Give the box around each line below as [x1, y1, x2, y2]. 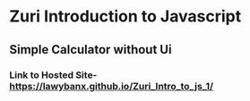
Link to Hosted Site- [9, 69, 98, 81]
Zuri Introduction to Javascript [9, 6, 242, 27]
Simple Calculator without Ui [9, 42, 172, 57]
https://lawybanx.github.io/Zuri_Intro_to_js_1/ [9, 80, 213, 92]
